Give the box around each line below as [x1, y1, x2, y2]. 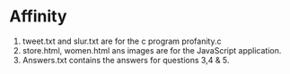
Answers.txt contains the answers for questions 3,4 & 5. [22, 54, 230, 65]
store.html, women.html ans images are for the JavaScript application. [22, 45, 282, 55]
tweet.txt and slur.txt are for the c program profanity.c [22, 36, 222, 46]
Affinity [9, 6, 67, 27]
